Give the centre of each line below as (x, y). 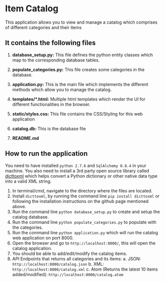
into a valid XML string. (28, 181)
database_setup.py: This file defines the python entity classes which (82, 55)
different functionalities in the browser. (51, 104)
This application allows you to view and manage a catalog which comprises (82, 22)
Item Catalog (32, 9)
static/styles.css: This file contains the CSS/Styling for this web (78, 114)
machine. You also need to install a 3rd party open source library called (77, 171)
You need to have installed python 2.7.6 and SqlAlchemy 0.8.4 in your (76, 165)
